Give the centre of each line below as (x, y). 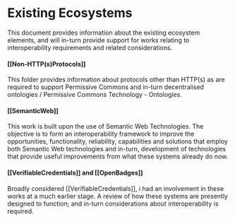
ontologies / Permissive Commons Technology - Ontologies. (95, 95)
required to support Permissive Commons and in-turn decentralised (106, 87)
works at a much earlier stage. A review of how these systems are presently (117, 196)
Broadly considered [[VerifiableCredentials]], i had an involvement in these (116, 188)
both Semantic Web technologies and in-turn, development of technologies (117, 149)
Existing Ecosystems (70, 13)
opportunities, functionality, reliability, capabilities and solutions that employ (117, 141)
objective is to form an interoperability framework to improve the (101, 134)
